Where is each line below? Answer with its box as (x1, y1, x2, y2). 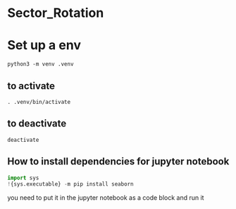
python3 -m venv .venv (7, 61, 74, 68)
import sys (7, 174, 39, 181)
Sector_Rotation (7, 5, 104, 21)
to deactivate (7, 118, 67, 130)
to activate (7, 80, 55, 92)
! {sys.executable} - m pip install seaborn (7, 181, 134, 188)
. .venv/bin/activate (7, 98, 71, 105)
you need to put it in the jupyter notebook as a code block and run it (7, 193, 204, 202)
